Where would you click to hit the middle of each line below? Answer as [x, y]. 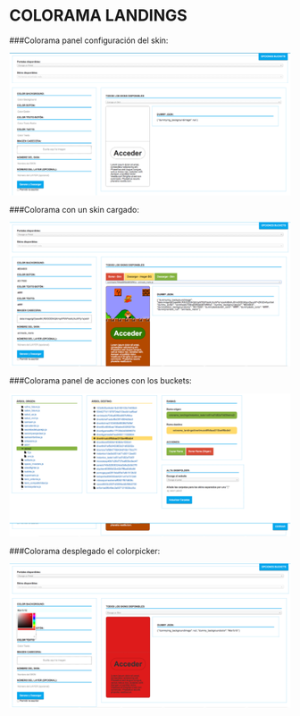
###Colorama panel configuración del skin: [89, 40]
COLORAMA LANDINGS [98, 16]
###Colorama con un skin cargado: [75, 210]
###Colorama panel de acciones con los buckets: [100, 381]
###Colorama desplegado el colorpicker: [85, 552]
